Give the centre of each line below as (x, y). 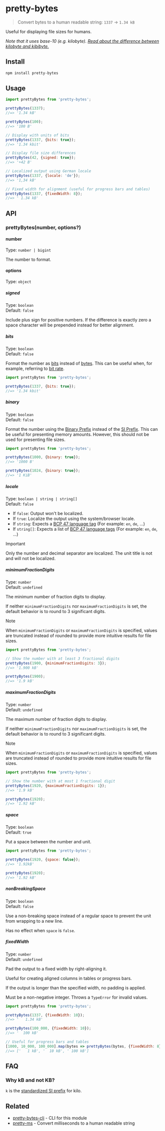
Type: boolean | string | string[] (42, 498)
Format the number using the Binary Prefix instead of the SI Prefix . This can (82, 429)
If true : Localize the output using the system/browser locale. (74, 518)
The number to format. (28, 259)
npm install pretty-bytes (32, 73)
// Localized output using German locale (48, 171)
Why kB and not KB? (30, 1080)
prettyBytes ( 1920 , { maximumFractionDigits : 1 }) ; (56, 786)
